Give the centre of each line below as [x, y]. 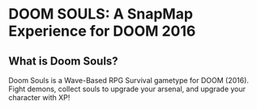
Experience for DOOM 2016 [102, 31]
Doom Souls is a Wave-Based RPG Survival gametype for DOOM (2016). [129, 80]
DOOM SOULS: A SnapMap [101, 14]
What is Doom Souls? [64, 61]
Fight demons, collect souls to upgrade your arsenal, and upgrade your [127, 89]
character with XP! [39, 97]
